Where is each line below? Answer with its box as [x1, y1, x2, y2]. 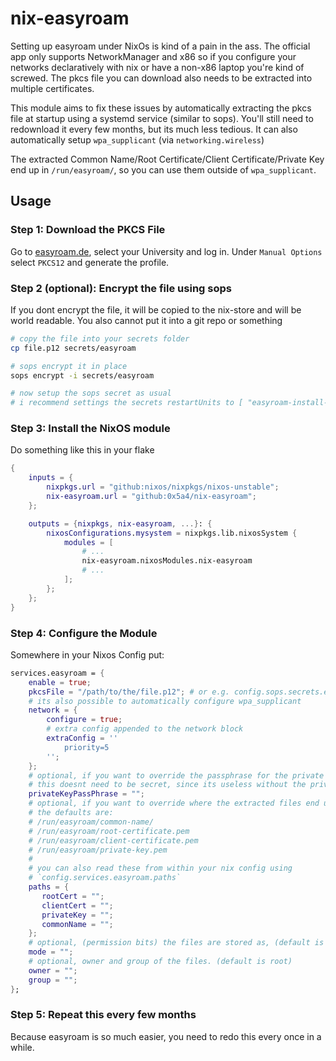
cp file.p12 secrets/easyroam [10, 343, 137, 353]
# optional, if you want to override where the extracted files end [28, 798, 320, 809]
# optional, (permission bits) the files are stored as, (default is [28, 938, 325, 948]
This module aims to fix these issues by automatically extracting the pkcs [10, 102, 312, 114]
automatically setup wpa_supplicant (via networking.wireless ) [10, 133, 265, 146]
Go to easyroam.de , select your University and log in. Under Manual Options [10, 245, 323, 257]
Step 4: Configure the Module [10, 626, 158, 640]
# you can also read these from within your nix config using [28, 863, 293, 874]
